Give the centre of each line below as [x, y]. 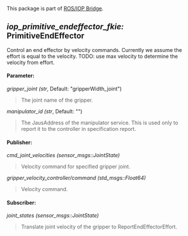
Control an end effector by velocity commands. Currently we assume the [94, 50]
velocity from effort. [31, 62]
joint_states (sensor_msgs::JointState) [53, 216]
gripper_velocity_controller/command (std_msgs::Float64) [76, 178]
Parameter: [20, 76]
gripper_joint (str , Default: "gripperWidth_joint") [64, 89]
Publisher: [20, 142]
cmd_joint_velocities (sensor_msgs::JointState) [63, 155]
